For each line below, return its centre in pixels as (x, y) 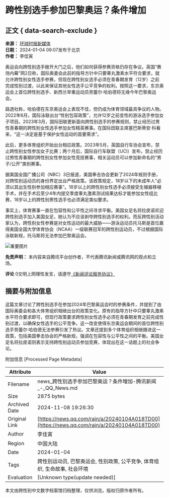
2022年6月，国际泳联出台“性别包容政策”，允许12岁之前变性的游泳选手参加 (82, 115)
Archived (18, 404)
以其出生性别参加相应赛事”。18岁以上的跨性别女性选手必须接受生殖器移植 (86, 187)
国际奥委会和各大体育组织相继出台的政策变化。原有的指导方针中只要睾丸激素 (84, 311)
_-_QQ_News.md (58, 388)
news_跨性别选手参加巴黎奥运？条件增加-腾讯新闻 (97, 381)
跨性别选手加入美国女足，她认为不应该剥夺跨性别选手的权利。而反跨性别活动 (84, 217)
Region (16, 443)
